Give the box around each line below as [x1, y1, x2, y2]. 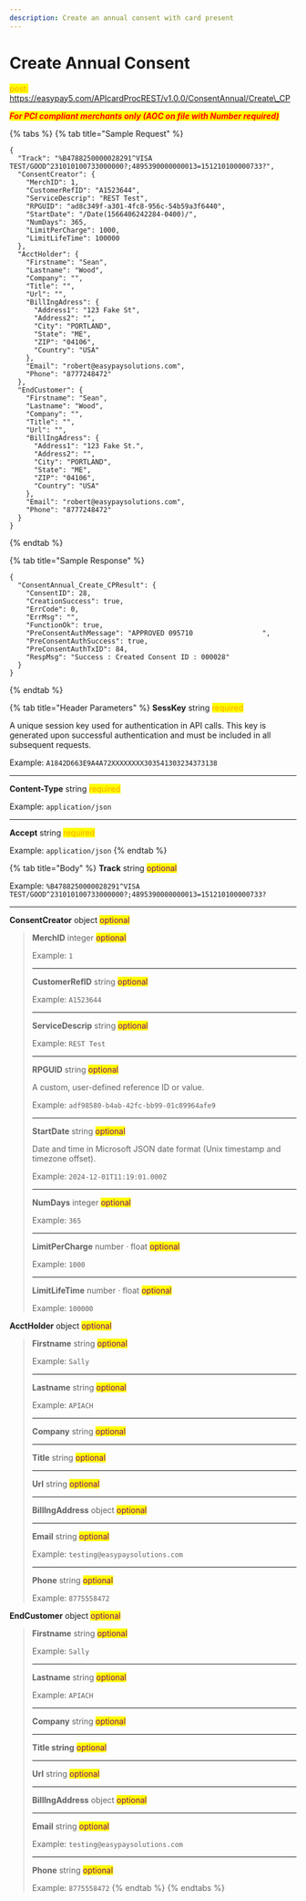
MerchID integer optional [31, 932, 127, 943]
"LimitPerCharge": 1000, [25, 226, 120, 235]
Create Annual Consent [9, 52, 190, 73]
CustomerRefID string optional [31, 976, 148, 987]
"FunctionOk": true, [25, 620, 104, 630]
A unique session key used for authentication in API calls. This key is [9, 719, 267, 730]
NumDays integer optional [31, 1197, 132, 1208]
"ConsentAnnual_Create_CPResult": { [17, 581, 157, 590]
